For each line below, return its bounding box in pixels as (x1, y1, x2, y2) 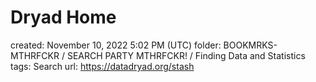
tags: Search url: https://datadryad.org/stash (10, 60, 195, 72)
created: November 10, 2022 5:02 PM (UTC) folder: (10, 39, 222, 51)
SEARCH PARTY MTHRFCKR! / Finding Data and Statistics (66, 49, 306, 61)
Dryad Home (10, 6, 117, 29)
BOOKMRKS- (223, 39, 278, 51)
